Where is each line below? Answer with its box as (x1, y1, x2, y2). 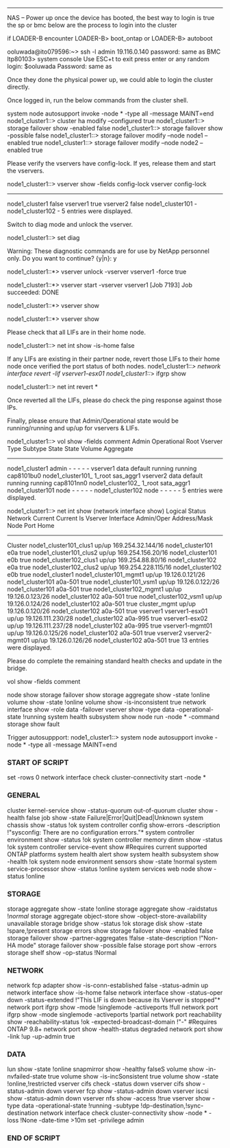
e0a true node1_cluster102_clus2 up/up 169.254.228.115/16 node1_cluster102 (7, 563, 222, 571)
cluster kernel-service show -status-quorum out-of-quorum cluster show (7, 806, 214, 815)
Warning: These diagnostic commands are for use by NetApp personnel (7, 247, 210, 255)
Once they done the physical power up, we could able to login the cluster (7, 76, 214, 83)
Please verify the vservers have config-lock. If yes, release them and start (7, 159, 216, 167)
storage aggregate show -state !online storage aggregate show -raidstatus (7, 905, 218, 913)
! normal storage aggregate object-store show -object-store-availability (7, 912, 207, 920)
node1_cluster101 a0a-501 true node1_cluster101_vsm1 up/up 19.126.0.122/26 (7, 578, 220, 586)
